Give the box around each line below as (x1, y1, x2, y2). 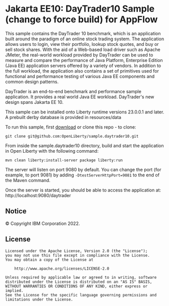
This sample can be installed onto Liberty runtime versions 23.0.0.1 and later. (5, 109, 164, 115)
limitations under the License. (5, 297, 73, 302)
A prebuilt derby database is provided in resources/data (5, 114, 122, 120)
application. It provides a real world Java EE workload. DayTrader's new (5, 94, 155, 100)
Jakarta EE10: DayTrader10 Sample (5, 3, 155, 15)
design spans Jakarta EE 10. (5, 99, 64, 105)
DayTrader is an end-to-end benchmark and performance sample (5, 88, 142, 94)
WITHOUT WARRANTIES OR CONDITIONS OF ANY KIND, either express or (5, 283, 148, 289)
